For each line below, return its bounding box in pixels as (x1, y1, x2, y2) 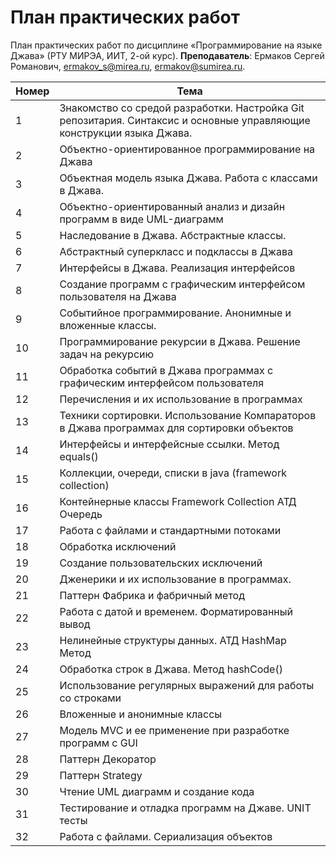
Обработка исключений (59, 539, 177, 553)
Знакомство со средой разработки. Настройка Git (59, 101, 305, 115)
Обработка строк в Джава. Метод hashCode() (59, 662, 283, 676)
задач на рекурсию (59, 347, 154, 361)
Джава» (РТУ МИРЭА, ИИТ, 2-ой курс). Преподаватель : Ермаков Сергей (10, 49, 325, 61)
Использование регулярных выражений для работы (59, 678, 315, 692)
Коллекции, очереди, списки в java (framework (59, 466, 287, 480)
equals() (59, 449, 99, 463)
